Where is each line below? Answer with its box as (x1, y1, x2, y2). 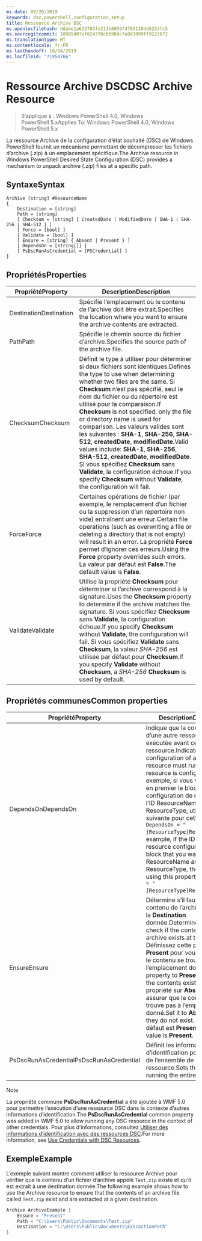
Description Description (102, 288, 170, 296)
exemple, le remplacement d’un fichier (79, 500, 188, 508)
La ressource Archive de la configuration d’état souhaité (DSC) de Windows (6, 137, 194, 144)
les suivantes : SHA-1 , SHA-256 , (79, 430, 175, 439)
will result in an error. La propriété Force (79, 538, 192, 546)
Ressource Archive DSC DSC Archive (6, 79, 193, 93)
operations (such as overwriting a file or (79, 523, 192, 531)
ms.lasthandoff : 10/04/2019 (6, 48, 77, 54)
